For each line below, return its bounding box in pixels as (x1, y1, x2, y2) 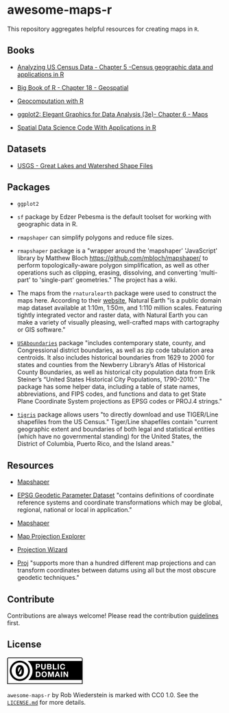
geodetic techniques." (16, 574, 80, 582)
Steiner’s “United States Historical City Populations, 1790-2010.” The (16, 375, 210, 384)
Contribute (7, 593, 55, 605)
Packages (7, 181, 50, 193)
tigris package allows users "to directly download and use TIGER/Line (16, 410, 219, 419)
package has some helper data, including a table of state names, (16, 383, 200, 391)
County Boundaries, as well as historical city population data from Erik (16, 368, 216, 376)
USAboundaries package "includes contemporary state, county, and (16, 339, 206, 347)
